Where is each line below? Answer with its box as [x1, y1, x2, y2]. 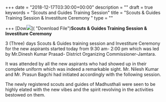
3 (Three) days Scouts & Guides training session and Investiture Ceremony [5, 40, 160, 46]
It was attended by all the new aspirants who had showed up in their [5, 61, 147, 67]
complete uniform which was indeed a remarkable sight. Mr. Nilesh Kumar [5, 66, 159, 72]
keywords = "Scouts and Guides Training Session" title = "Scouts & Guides [5, 10, 160, 16]
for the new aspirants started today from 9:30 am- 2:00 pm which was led [5, 46, 159, 52]
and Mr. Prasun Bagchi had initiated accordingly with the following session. [5, 71, 161, 77]
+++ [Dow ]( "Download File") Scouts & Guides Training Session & [5, 25, 147, 31]
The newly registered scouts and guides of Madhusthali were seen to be [5, 81, 155, 87]
